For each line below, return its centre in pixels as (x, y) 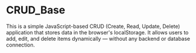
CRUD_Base (36, 10)
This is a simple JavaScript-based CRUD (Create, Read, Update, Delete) (93, 26)
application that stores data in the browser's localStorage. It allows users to (97, 32)
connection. (21, 45)
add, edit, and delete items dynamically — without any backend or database (98, 38)
